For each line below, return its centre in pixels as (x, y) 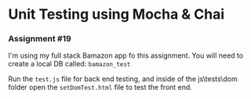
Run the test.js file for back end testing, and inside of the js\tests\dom (123, 79)
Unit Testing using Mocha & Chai (116, 14)
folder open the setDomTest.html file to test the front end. (100, 87)
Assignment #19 (40, 39)
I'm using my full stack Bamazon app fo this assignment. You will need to (126, 55)
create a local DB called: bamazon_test (69, 64)
